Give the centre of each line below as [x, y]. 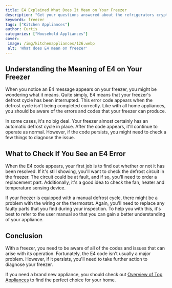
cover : [12, 39]
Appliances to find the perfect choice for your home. [61, 280]
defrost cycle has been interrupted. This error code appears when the [79, 100]
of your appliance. [25, 220]
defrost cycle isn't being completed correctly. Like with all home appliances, [85, 106]
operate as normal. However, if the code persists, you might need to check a [86, 132]
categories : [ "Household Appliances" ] [47, 34]
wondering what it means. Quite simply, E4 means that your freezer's [78, 95]
